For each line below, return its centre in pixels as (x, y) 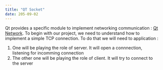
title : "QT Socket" (25, 9)
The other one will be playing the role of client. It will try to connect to (82, 58)
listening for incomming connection (48, 53)
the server (23, 63)
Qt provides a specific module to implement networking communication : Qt (81, 28)
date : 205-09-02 (22, 14)
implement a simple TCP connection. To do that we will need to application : (82, 38)
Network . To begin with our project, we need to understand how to (72, 33)
